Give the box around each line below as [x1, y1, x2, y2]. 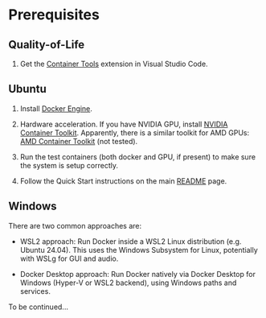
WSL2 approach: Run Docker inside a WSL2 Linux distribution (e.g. [19, 236, 242, 246]
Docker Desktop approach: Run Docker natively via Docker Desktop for [19, 269, 256, 279]
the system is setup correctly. [19, 160, 119, 170]
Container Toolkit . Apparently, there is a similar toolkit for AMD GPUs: [19, 127, 250, 138]
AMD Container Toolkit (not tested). [19, 136, 138, 146]
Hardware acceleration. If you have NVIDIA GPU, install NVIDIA [19, 119, 228, 129]
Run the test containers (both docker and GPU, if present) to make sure [19, 151, 256, 162]
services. [19, 286, 51, 295]
